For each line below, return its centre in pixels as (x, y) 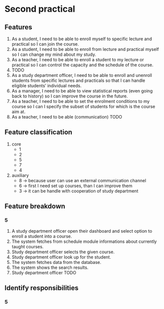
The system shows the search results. (50, 267)
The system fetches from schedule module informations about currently (84, 241)
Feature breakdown (35, 206)
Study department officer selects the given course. (63, 252)
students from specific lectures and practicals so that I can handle (78, 80)
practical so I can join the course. (45, 44)
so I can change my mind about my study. (54, 54)
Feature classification (38, 132)
